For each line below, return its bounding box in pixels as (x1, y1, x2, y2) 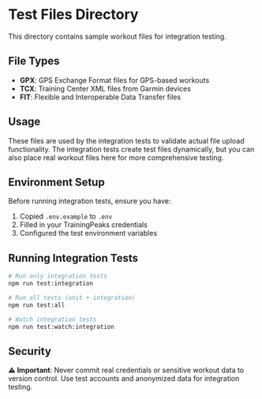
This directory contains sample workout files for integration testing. (8, 32, 226, 41)
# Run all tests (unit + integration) (8, 293, 136, 301)
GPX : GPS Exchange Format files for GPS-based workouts (19, 75, 210, 84)
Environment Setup (8, 175, 105, 188)
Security (8, 345, 51, 358)
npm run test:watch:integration (8, 323, 114, 330)
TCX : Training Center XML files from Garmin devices (19, 84, 192, 93)
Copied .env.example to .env (19, 211, 113, 222)
